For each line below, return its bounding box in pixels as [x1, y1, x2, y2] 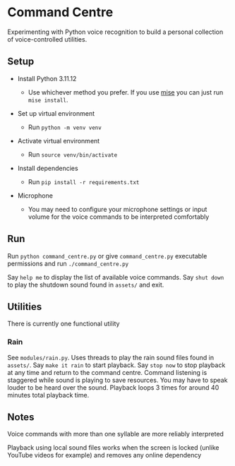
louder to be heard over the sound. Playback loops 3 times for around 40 [7, 383, 219, 392]
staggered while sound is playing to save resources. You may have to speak [7, 376, 228, 384]
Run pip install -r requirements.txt [28, 177, 140, 186]
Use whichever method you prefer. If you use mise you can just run [28, 88, 224, 96]
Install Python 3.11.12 [17, 74, 77, 83]
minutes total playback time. [7, 390, 90, 399]
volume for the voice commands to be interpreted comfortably [28, 213, 210, 221]
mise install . [28, 95, 68, 104]
